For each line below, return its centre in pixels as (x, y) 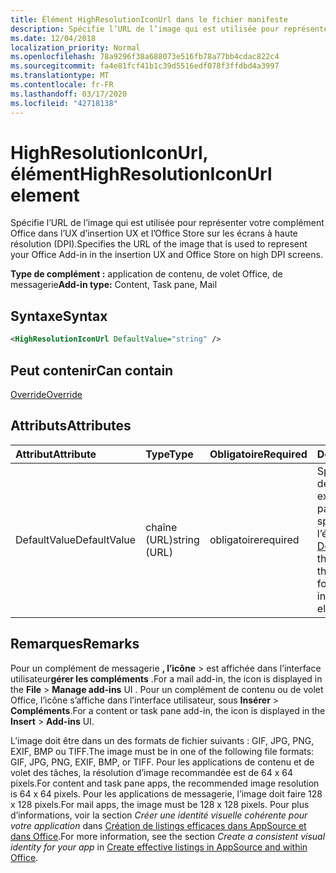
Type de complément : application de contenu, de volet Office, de (146, 274)
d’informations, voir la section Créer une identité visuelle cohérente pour (159, 815)
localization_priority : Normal (75, 47)
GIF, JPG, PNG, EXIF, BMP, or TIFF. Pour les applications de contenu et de (162, 762)
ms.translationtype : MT (60, 76)
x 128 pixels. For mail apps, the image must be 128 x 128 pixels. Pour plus (160, 804)
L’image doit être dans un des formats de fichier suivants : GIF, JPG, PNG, (162, 740)
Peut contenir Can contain (92, 370)
